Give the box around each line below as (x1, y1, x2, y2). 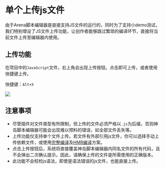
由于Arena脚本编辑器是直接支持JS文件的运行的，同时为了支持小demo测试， (5, 22, 160, 28)
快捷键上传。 (5, 71, 31, 77)
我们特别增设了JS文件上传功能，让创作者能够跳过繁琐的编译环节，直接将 (5, 28, 154, 34)
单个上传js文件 (5, 4, 65, 16)
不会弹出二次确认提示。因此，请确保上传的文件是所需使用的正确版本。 (12, 152, 156, 158)
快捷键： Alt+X (5, 81, 34, 87)
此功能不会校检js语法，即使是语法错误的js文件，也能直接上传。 (12, 158, 141, 164)
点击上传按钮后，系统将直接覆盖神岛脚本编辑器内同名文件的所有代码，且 (12, 145, 160, 152)
